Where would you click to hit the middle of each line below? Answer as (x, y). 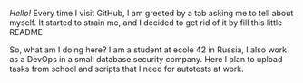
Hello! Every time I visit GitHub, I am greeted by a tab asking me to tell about (151, 13)
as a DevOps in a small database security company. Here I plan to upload (146, 59)
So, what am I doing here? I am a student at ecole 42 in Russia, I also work (148, 50)
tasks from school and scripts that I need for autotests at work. (127, 69)
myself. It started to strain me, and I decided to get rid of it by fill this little (146, 23)
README (26, 32)
